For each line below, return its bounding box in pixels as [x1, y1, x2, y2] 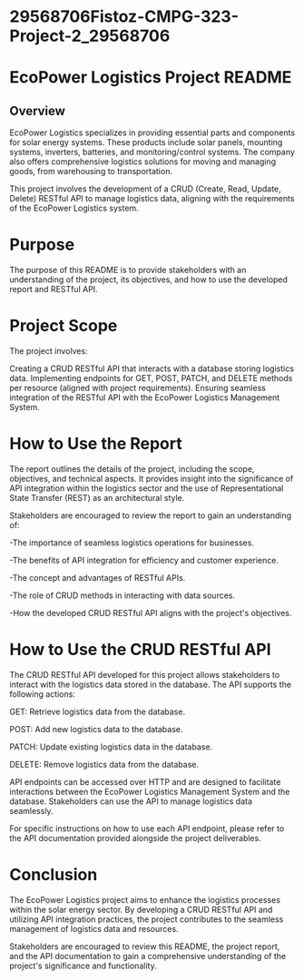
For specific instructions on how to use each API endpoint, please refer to [9, 823, 285, 834]
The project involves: [9, 346, 88, 357]
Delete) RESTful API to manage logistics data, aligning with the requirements [9, 193, 295, 204]
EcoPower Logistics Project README [9, 67, 292, 88]
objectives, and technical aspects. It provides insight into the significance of [9, 474, 294, 484]
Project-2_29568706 [9, 25, 171, 46]
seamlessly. [9, 805, 54, 816]
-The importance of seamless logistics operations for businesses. [9, 537, 254, 548]
